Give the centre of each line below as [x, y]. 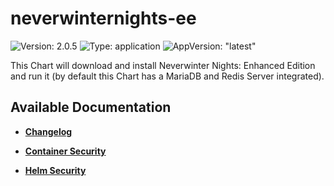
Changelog [48, 131]
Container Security [65, 151]
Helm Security [55, 170]
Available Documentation [91, 107]
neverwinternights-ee [103, 18]
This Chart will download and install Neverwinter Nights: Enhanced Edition [163, 65]
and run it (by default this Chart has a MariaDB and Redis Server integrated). [167, 76]
